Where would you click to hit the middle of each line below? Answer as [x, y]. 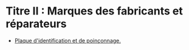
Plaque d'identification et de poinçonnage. [67, 40]
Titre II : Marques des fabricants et [94, 11]
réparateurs [36, 24]
